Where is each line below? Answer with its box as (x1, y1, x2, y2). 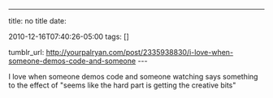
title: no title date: (8, 16, 67, 25)
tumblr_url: (8, 48, 45, 57)
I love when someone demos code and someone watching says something (8, 72, 258, 81)
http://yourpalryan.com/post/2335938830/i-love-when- (45, 48, 234, 57)
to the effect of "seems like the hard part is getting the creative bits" (8, 80, 236, 90)
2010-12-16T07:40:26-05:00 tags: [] (8, 32, 130, 41)
